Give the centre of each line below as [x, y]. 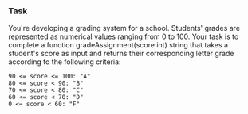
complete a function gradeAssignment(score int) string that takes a [118, 45]
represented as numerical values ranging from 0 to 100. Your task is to [124, 36]
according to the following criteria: [65, 62]
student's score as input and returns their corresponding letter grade [121, 54]
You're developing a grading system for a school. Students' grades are [124, 28]
